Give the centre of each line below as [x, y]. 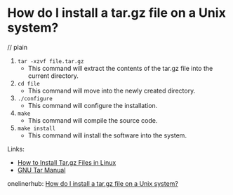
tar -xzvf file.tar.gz [51, 61]
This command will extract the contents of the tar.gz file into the [120, 68]
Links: [16, 149]
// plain [18, 47]
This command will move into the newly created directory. [112, 90]
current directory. [53, 76]
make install [36, 128]
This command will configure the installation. [93, 105]
